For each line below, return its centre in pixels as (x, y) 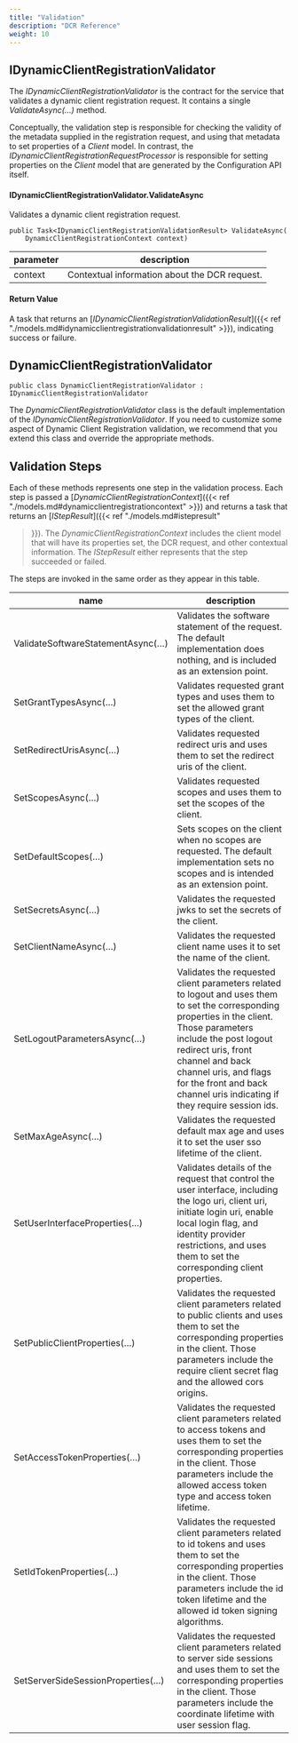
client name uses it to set (229, 947)
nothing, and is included (227, 660)
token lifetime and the (222, 1600)
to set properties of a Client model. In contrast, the (101, 147)
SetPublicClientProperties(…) (74, 1343)
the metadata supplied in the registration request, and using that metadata (145, 137)
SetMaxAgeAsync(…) (59, 1136)
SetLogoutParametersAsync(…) (80, 1039)
